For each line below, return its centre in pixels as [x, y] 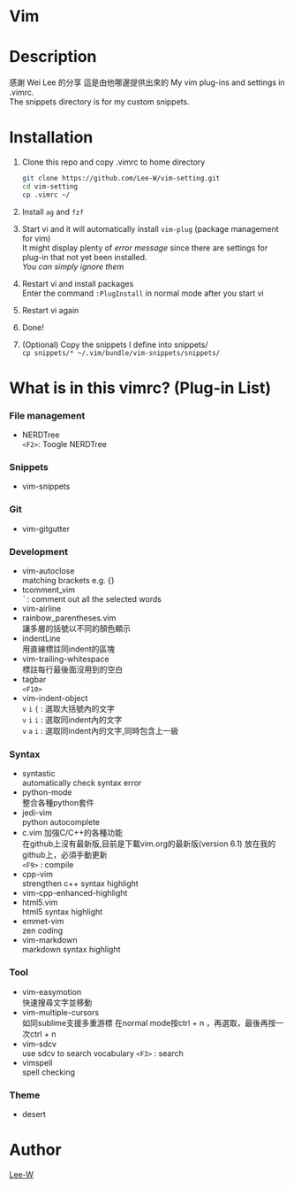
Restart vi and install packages [78, 283]
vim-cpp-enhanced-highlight [75, 893]
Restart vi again [50, 310]
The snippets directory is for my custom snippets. [99, 102]
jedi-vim [37, 813]
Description [53, 57]
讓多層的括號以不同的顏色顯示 [76, 629]
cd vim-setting [50, 186]
